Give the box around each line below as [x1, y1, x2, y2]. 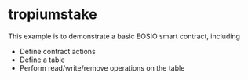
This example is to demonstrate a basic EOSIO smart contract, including [8, 31, 241, 41]
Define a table [19, 55, 65, 64]
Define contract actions [19, 46, 96, 56]
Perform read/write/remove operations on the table [19, 63, 185, 72]
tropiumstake [8, 5, 97, 24]
